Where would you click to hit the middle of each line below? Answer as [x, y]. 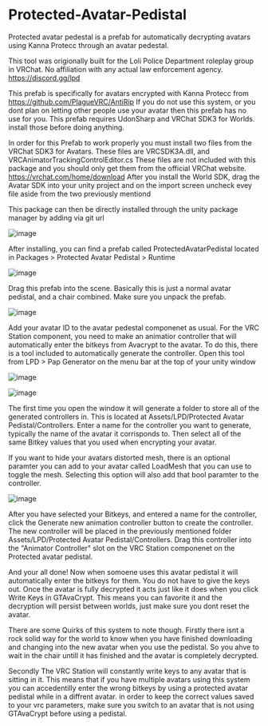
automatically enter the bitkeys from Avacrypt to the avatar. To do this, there [133, 345]
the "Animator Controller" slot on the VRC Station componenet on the [122, 548]
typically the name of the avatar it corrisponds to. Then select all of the [125, 433]
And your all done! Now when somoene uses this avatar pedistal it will [123, 572]
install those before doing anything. [67, 127]
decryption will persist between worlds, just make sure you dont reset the [129, 606]
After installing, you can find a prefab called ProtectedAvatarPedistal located [134, 249]
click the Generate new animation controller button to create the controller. [131, 522]
